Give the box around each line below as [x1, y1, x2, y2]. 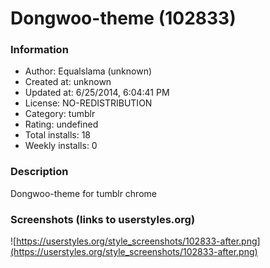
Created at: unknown [24, 76, 112, 88]
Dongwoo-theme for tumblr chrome [10, 187, 157, 199]
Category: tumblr [24, 108, 96, 120]
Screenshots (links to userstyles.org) [10, 212, 196, 226]
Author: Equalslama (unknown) [24, 65, 153, 77]
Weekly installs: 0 [24, 140, 98, 152]
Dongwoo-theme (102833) [10, 7, 237, 30]
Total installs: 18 [24, 129, 92, 141]
